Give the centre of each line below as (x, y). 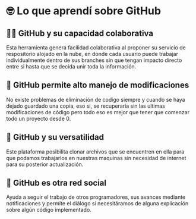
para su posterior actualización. (45, 164)
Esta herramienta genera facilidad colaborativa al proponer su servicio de (96, 48)
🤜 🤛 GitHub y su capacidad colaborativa (80, 33)
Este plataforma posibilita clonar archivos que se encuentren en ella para (95, 151)
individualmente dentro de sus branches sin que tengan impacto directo (94, 60)
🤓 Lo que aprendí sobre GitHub (84, 11)
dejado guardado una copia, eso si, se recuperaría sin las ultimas (86, 106)
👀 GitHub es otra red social (56, 183)
